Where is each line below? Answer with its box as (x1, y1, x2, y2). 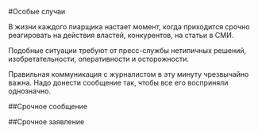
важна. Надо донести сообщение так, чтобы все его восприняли (8, 78, 229, 87)
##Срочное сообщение (8, 102, 88, 111)
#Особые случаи (8, 7, 66, 16)
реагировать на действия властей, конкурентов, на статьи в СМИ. (8, 31, 234, 40)
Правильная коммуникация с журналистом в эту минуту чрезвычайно (8, 70, 249, 78)
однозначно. (8, 86, 52, 96)
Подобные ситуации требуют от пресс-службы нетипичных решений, (8, 46, 247, 55)
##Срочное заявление (8, 117, 85, 126)
